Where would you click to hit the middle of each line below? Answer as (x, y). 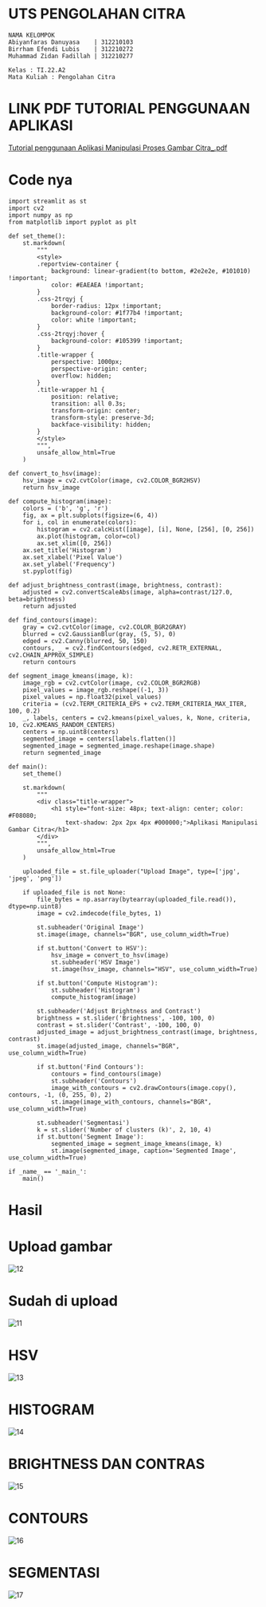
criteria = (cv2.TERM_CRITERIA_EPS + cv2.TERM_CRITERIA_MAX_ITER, (135, 704)
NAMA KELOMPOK (32, 35)
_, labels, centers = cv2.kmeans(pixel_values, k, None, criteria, (137, 718)
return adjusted (50, 606)
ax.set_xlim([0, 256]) (74, 543)
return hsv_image (51, 488)
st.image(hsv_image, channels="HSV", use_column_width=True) (155, 969)
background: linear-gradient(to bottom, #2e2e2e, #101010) (151, 271)
